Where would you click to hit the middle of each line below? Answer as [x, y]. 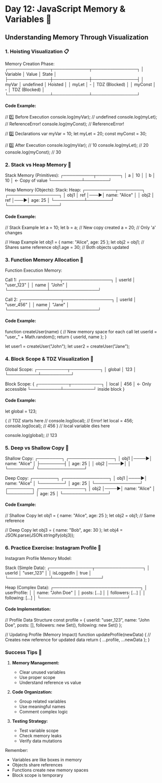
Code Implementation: [28, 609]
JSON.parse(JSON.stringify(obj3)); [40, 535]
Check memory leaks [40, 735]
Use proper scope [37, 677]
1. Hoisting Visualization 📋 [37, 51]
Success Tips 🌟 [23, 652]
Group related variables [43, 701]
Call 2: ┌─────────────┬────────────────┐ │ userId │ [71, 299]
